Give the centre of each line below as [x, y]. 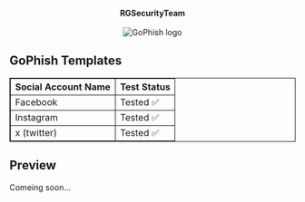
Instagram [37, 117]
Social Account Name [63, 87]
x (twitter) [36, 132]
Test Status [145, 87]
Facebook [36, 101]
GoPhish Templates [66, 61]
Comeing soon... [40, 187]
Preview [33, 165]
